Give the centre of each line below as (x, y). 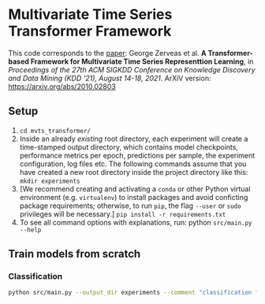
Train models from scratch (75, 254)
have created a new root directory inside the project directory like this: (134, 172)
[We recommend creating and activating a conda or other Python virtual (135, 189)
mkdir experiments (50, 181)
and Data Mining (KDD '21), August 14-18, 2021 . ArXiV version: (110, 78)
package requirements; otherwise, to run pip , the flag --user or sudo (131, 206)
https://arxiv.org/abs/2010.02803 (62, 86)
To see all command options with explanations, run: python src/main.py (136, 222)
